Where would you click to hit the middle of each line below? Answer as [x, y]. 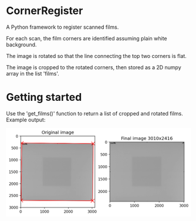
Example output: [26, 120]
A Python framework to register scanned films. [62, 27]
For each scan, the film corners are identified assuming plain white [87, 38]
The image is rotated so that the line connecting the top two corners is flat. [96, 56]
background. [21, 45]
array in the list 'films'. [33, 73]
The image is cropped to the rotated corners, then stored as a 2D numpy [94, 67]
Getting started [44, 97]
